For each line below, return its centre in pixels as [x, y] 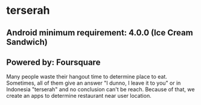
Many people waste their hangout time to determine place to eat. [87, 77]
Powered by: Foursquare [53, 62]
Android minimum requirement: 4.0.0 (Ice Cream [100, 33]
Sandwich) [27, 42]
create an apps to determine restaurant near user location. [79, 96]
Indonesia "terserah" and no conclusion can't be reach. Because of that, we [101, 89]
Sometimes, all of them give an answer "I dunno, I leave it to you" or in [94, 83]
